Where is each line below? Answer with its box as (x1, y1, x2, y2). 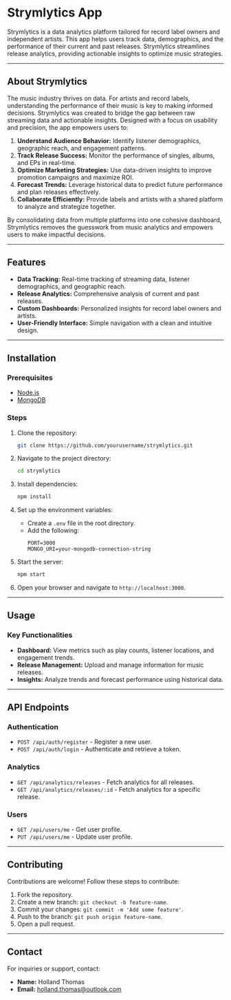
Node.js (16, 388, 40, 397)
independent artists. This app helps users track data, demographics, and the (7, 34, 224, 43)
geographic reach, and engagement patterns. (16, 144, 146, 152)
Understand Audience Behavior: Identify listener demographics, (16, 136, 201, 145)
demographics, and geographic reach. (16, 282, 126, 290)
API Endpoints (7, 702, 69, 713)
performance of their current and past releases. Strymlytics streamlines (7, 42, 210, 50)
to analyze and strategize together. (16, 202, 116, 210)
